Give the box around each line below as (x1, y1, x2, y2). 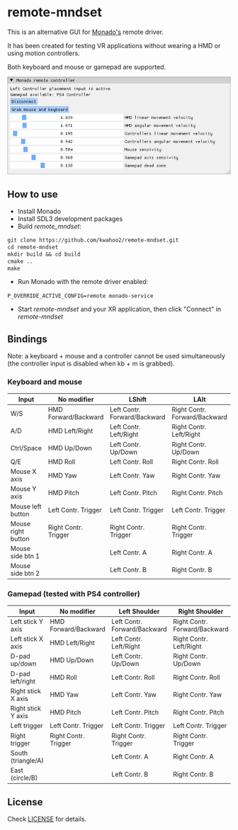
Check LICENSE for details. (7, 815, 87, 824)
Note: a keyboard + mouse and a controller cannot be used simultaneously (7, 352, 225, 360)
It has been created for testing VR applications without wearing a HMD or (7, 41, 221, 50)
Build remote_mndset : (17, 222, 81, 231)
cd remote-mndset (7, 244, 59, 251)
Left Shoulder (118, 607, 160, 615)
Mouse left (10, 502, 42, 511)
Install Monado (17, 207, 62, 216)
